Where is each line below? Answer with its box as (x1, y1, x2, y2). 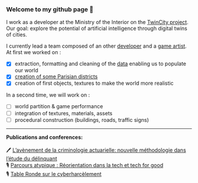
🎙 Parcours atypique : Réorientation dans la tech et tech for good (6, 161, 164, 168)
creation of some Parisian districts (14, 73, 98, 80)
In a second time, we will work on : (6, 91, 90, 99)
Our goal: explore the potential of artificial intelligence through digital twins (6, 25, 187, 32)
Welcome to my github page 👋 (6, 5, 94, 14)
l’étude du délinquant (6, 155, 57, 162)
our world (14, 67, 38, 74)
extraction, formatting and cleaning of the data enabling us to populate (14, 60, 187, 67)
